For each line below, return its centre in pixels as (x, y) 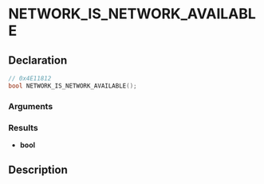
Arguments (31, 106)
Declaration (38, 60)
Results (23, 127)
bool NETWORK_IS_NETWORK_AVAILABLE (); (73, 86)
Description (38, 170)
